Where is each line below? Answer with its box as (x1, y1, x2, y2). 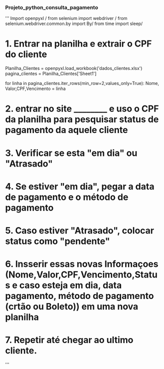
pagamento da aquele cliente (5, 124, 128, 136)
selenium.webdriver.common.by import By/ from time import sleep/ (5, 20, 143, 26)
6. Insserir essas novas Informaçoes (5, 258, 159, 270)
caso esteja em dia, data (19, 279, 122, 291)
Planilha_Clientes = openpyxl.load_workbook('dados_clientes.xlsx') (5, 65, 143, 71)
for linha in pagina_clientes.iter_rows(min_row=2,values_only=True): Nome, (5, 80, 160, 86)
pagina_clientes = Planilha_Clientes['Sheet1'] (5, 70, 97, 76)
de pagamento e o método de (5, 191, 129, 202)
